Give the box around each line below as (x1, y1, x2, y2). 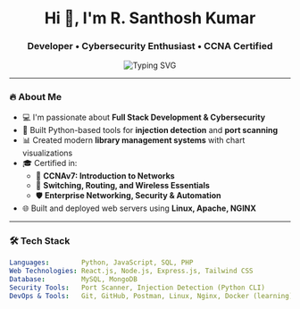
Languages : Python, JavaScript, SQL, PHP (9, 258, 194, 267)
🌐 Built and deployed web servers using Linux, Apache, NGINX (21, 203, 257, 213)
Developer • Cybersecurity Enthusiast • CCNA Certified (27, 40, 273, 53)
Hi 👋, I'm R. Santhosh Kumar (44, 8, 256, 29)
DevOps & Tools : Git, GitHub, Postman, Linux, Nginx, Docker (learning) (9, 291, 294, 300)
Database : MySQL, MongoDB (9, 274, 138, 284)
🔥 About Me (9, 91, 62, 104)
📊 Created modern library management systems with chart (21, 134, 246, 146)
